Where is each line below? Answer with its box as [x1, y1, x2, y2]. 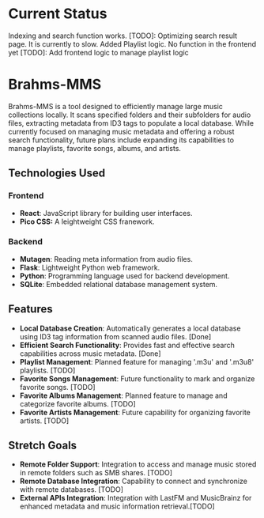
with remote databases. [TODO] [19, 485, 124, 494]
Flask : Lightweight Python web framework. [19, 263, 160, 272]
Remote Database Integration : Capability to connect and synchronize [19, 476, 247, 486]
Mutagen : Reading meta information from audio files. [19, 254, 194, 263]
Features [8, 302, 53, 316]
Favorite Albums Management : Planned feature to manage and [19, 391, 228, 400]
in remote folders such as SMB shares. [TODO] [19, 468, 172, 478]
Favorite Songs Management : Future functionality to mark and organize [19, 373, 255, 384]
